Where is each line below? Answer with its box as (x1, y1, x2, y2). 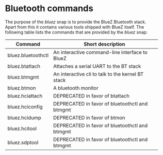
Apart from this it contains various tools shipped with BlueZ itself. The (5, 24, 144, 30)
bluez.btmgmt (7, 74, 39, 80)
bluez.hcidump (7, 114, 41, 121)
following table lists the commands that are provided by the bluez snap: (5, 29, 148, 35)
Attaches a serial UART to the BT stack (53, 62, 141, 69)
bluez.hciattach (7, 93, 43, 99)
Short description (83, 41, 125, 47)
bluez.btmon (7, 84, 36, 91)
